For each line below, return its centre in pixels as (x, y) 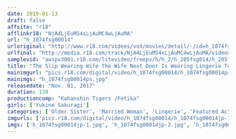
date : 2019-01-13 (33, 14)
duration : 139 (28, 92)
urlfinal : (22, 53)
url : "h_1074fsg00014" (40, 40)
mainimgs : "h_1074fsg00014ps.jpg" (58, 79)
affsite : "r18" (29, 27)
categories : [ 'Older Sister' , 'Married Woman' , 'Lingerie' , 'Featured (113, 112)
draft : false (26, 20)
